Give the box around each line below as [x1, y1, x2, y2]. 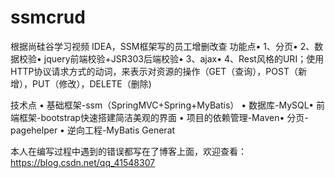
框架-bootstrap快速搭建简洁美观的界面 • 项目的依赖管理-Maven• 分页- [18, 111, 309, 123]
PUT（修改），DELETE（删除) [31, 77, 152, 90]
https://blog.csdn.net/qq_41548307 [10, 156, 156, 168]
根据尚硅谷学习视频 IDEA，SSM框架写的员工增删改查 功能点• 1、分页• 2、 [10, 40, 315, 52]
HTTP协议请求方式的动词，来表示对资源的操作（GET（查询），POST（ [10, 65, 298, 77]
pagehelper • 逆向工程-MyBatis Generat [10, 124, 176, 136]
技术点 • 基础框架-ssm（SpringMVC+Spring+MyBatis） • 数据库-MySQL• [10, 99, 315, 111]
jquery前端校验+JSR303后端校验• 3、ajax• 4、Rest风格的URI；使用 [43, 52, 325, 65]
